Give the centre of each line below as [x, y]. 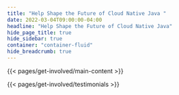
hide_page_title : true [39, 32]
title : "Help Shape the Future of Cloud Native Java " [87, 13]
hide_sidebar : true [35, 39]
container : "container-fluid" [50, 45]
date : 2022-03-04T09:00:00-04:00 [55, 20]
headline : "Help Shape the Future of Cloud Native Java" [90, 26]
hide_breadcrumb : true [39, 52]
